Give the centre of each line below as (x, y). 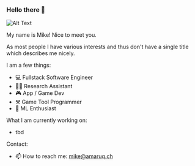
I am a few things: (29, 65)
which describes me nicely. (41, 53)
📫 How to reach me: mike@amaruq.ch (64, 156)
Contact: (17, 144)
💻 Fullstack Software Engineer (54, 77)
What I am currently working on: (47, 120)
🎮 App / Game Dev (40, 93)
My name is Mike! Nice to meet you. (51, 35)
